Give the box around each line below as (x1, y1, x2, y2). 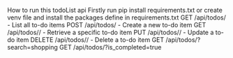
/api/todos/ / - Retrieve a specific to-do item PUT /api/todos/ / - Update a (7, 28, 214, 36)
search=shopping (7, 43, 58, 51)
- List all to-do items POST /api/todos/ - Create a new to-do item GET (7, 21, 206, 29)
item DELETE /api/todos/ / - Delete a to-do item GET (16, 36, 165, 44)
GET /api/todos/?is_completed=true (59, 43, 162, 51)
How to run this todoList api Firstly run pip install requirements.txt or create (7, 6, 223, 14)
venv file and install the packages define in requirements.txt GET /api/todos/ (7, 13, 227, 22)
